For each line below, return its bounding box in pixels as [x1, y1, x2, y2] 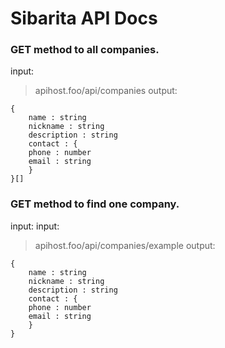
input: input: [10, 220, 60, 232]
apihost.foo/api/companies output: [34, 85, 178, 97]
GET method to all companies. [10, 43, 160, 57]
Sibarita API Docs [10, 7, 158, 30]
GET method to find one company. [10, 197, 180, 211]
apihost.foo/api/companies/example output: [34, 239, 216, 251]
